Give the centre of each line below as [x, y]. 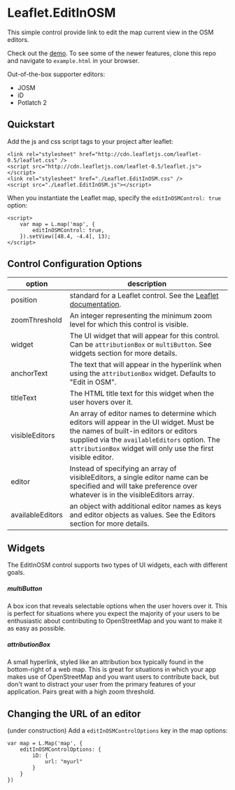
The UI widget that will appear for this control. [145, 336]
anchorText [29, 373]
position [24, 300]
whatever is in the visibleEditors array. [132, 494]
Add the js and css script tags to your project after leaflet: [90, 141]
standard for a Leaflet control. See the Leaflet [144, 295]
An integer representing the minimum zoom [141, 315]
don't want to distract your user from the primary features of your [101, 684]
